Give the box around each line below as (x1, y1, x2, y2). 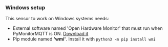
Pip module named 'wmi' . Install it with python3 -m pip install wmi (12, 36, 156, 42)
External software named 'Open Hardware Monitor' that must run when (12, 25, 163, 31)
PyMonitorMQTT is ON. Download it (12, 31, 89, 37)
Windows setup (5, 4, 46, 11)
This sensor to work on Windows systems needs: (5, 16, 109, 22)
